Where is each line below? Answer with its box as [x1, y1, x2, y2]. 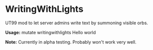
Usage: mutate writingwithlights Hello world [5, 29, 96, 35]
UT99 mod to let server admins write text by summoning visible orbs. [5, 20, 148, 26]
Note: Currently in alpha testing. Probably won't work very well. [5, 39, 137, 45]
